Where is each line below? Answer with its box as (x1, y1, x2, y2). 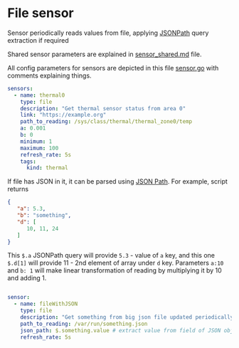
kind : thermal (26, 164, 69, 172)
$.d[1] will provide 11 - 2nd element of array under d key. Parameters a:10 (7, 258, 224, 268)
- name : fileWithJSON (14, 300, 78, 307)
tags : (20, 158, 37, 165)
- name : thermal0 (14, 91, 65, 99)
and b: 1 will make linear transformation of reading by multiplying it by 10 (7, 266, 222, 275)
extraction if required (7, 36, 69, 44)
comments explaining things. (7, 71, 92, 80)
